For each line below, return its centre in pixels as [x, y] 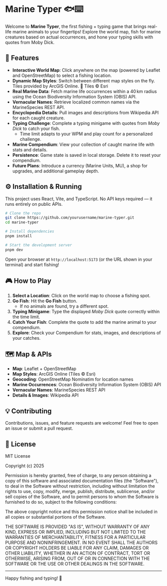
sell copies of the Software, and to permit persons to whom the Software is [82, 497]
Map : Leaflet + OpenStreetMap [44, 369]
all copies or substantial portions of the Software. [55, 517]
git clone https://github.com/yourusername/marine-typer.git [70, 218]
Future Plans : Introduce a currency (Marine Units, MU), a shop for [80, 165]
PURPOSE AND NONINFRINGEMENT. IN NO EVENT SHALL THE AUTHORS [82, 543]
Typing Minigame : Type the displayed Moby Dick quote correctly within [86, 311]
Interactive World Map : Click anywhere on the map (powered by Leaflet [86, 70]
